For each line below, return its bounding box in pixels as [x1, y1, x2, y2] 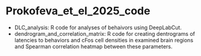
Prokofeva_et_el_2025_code [5, 4, 150, 18]
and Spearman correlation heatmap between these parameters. [14, 43, 173, 50]
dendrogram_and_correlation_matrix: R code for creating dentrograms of [14, 30, 196, 37]
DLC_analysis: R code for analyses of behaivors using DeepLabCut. [14, 24, 182, 31]
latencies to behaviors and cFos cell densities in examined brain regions [14, 36, 194, 43]
